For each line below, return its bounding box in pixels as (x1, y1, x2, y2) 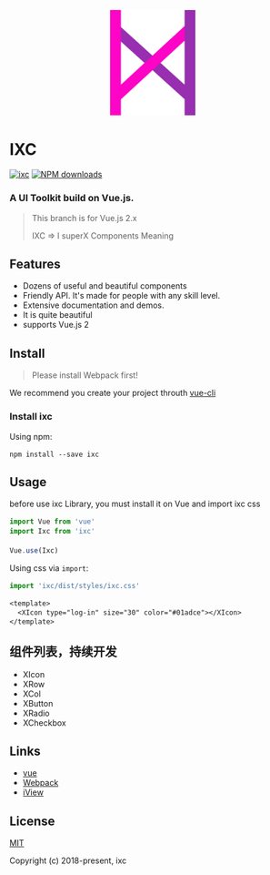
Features (9, 257, 61, 272)
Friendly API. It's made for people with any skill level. (22, 290, 221, 301)
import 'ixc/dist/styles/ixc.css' (9, 581, 141, 590)
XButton (22, 697, 54, 708)
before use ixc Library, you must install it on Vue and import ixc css (9, 498, 261, 510)
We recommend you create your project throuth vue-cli (9, 388, 216, 399)
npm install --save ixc (9, 450, 100, 459)
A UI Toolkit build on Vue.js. (9, 192, 135, 205)
